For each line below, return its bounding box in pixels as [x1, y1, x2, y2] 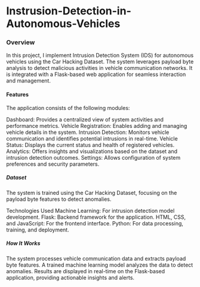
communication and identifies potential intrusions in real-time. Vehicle [6, 135, 178, 142]
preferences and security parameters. [6, 160, 100, 167]
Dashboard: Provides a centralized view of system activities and [6, 115, 164, 123]
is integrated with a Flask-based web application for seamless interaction [6, 71, 186, 78]
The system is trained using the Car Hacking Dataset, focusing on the [6, 189, 177, 196]
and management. [6, 77, 51, 84]
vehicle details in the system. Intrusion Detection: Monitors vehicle [6, 129, 170, 136]
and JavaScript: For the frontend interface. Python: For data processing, [6, 219, 184, 227]
